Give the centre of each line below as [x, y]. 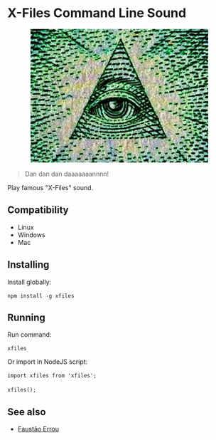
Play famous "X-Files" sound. [50, 187]
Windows [31, 235]
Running [27, 317]
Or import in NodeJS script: [48, 362]
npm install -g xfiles [41, 296]
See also [27, 412]
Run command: [29, 335]
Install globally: [29, 282]
